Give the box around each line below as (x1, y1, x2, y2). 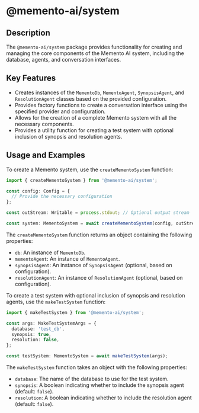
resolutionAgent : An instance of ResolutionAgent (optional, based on (14, 274, 183, 281)
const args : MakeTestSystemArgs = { (6, 320, 97, 326)
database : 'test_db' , (11, 326, 65, 332)
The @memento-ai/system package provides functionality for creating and (6, 43, 182, 50)
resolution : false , (11, 337, 60, 343)
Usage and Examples (6, 150, 86, 161)
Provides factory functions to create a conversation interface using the (14, 101, 188, 108)
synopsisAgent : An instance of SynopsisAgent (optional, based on (14, 261, 173, 268)
